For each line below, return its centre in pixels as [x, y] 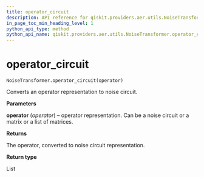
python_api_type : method [38, 29]
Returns [17, 133]
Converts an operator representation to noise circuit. [72, 92]
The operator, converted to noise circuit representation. [76, 145]
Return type [22, 157]
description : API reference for [47, 18]
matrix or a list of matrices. [40, 122]
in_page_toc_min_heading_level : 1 [50, 23]
